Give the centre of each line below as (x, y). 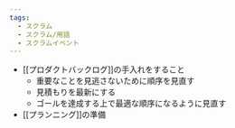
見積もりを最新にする (75, 92)
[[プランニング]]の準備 (64, 114)
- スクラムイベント (48, 43)
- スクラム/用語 (44, 34)
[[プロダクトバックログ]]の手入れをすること (103, 69)
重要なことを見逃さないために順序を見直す (115, 81)
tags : (19, 18)
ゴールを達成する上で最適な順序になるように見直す (131, 104)
